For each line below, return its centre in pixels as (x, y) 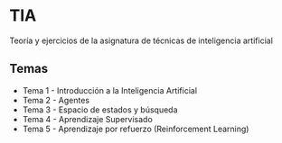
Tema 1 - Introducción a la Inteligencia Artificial (109, 90)
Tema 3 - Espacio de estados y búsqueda (100, 110)
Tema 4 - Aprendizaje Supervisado (88, 119)
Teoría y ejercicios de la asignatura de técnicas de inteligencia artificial (141, 40)
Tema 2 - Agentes (56, 100)
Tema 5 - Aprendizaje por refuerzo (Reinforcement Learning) (136, 129)
